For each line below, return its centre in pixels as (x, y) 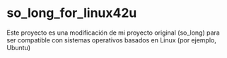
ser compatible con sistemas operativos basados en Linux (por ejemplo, (111, 40)
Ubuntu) (19, 47)
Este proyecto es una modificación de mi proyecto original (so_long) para (113, 33)
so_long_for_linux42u (72, 13)
